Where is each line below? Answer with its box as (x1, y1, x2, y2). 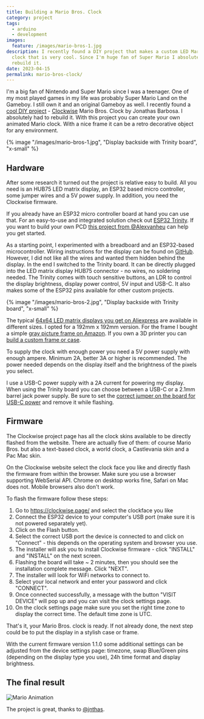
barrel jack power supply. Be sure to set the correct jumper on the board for (6, 392, 196, 400)
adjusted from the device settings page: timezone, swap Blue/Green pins (6, 646, 189, 654)
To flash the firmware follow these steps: (6, 495, 109, 502)
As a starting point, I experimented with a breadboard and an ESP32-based (6, 241, 194, 249)
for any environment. (6, 127, 59, 134)
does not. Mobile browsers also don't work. (6, 483, 115, 491)
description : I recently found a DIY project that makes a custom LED (6, 49, 189, 55)
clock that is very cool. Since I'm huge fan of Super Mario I (12, 54, 175, 60)
